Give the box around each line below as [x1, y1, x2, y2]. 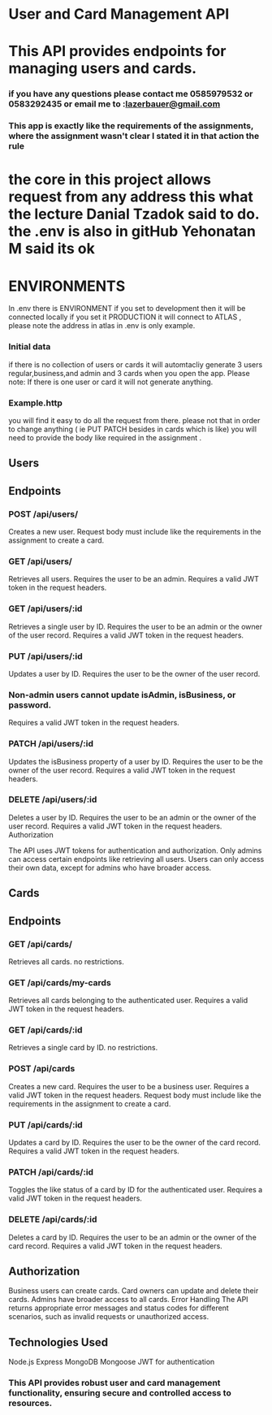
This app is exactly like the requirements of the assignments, [8, 120, 254, 132]
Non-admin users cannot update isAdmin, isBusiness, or [8, 689, 236, 700]
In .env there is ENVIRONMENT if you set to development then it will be [8, 304, 246, 314]
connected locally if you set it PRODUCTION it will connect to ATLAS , [8, 312, 242, 322]
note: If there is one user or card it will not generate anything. [8, 377, 214, 387]
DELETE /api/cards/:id [8, 1214, 97, 1225]
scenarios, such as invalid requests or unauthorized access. [8, 1312, 209, 1322]
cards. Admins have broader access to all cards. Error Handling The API [8, 1295, 249, 1305]
